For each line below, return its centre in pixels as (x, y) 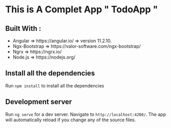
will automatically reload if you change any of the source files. (71, 120)
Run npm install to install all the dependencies (55, 85)
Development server (39, 102)
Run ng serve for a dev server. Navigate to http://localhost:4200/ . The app (86, 114)
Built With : (23, 29)
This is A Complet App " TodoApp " (82, 10)
